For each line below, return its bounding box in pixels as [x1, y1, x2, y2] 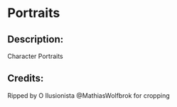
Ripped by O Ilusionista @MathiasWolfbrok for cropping [7, 91, 170, 100]
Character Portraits [7, 52, 63, 60]
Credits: [7, 72, 44, 84]
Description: [7, 33, 64, 45]
